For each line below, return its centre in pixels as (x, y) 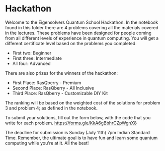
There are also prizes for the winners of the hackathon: (62, 73)
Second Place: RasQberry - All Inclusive (53, 88)
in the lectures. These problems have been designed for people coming (78, 33)
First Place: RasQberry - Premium (47, 83)
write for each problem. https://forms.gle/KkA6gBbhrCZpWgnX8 (71, 123)
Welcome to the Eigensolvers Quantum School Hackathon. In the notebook (82, 22)
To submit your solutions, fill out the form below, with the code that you (78, 117)
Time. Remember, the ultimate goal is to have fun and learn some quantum (82, 138)
